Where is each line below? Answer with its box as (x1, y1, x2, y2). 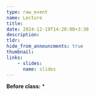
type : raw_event (6, 9, 48, 15)
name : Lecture (6, 15, 43, 21)
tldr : (6, 37, 20, 44)
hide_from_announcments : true (6, 44, 84, 50)
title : (6, 20, 23, 26)
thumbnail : (6, 49, 34, 55)
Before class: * (6, 83, 45, 90)
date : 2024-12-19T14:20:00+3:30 (6, 26, 89, 32)
